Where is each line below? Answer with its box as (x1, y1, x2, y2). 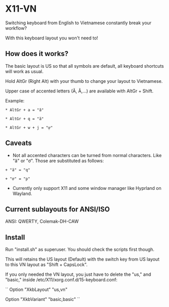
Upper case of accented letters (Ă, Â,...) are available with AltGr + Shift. (5, 88, 154, 94)
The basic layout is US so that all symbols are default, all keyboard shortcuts (5, 63, 164, 69)
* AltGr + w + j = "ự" (5, 125, 53, 130)
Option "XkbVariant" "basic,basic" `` (5, 296, 80, 302)
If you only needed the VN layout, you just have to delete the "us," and (5, 271, 151, 278)
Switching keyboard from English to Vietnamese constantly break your (5, 20, 152, 26)
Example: (5, 97, 25, 104)
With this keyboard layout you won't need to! (5, 35, 98, 41)
